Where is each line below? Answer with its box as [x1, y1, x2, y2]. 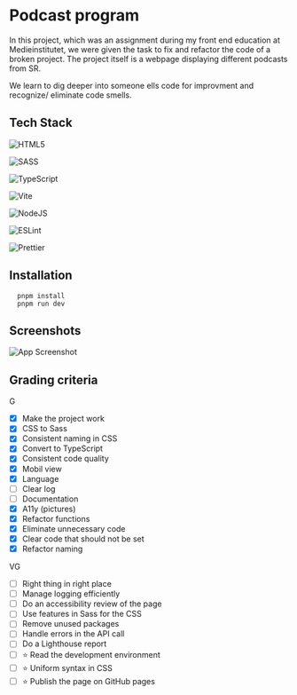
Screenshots [9, 323, 82, 338]
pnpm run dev [17, 299, 66, 308]
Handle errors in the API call [21, 628, 125, 639]
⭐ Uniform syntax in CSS [21, 662, 113, 673]
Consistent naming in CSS [21, 433, 118, 444]
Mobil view [21, 463, 62, 474]
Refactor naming [21, 543, 83, 554]
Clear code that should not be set [21, 533, 145, 544]
